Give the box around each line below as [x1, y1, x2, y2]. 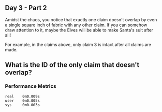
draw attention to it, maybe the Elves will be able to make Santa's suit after [5, 27, 153, 33]
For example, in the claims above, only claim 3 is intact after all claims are [5, 41, 151, 48]
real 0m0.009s [5, 94, 40, 99]
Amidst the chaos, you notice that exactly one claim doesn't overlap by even [5, 16, 157, 22]
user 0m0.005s [5, 98, 40, 103]
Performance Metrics [5, 83, 57, 90]
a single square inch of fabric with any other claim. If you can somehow [5, 22, 147, 28]
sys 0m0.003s [5, 102, 40, 107]
